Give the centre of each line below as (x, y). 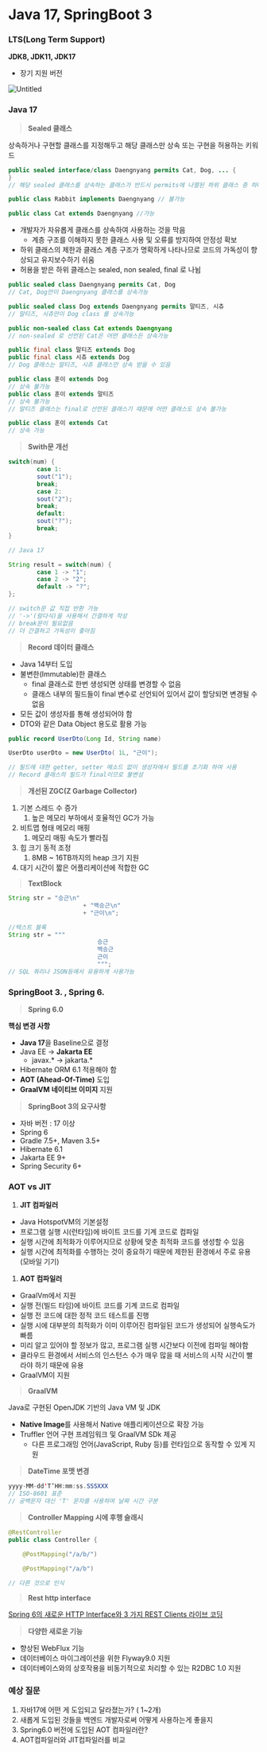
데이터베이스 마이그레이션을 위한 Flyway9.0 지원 (95, 1658)
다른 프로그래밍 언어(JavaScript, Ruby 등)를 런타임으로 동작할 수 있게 (139, 1444)
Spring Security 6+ (50, 1166)
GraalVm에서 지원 (48, 1296)
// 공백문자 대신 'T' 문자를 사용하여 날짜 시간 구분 (83, 1501)
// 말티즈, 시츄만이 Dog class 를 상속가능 (71, 314)
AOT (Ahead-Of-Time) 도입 (64, 1079)
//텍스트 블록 (27, 927)
